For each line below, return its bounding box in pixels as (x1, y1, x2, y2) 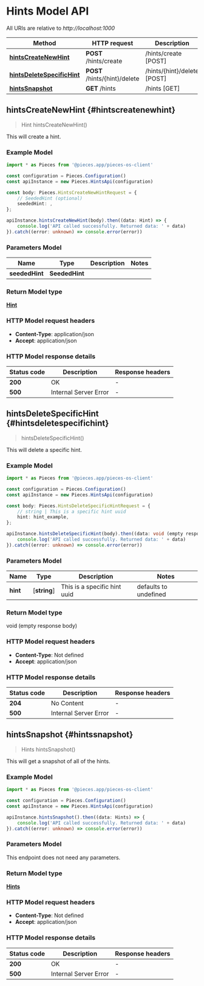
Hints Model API (6, 4, 89, 18)
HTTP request (92, 38, 134, 47)
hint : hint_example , (17, 514, 69, 520)
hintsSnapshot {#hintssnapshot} (6, 730, 134, 740)
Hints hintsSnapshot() (21, 745, 76, 753)
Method (33, 38, 56, 47)
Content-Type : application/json (15, 330, 94, 337)
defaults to (137, 583, 168, 591)
